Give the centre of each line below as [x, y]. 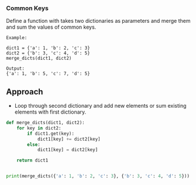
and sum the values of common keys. [51, 27]
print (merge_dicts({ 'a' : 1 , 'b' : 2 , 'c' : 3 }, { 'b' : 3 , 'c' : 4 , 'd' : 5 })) [98, 176]
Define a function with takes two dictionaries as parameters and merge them [98, 21]
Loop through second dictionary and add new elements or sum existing [100, 106]
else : [34, 145]
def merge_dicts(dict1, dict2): [45, 123]
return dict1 [32, 160]
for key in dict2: [39, 128]
